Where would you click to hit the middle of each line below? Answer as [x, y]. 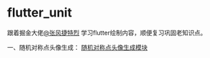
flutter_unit [40, 13]
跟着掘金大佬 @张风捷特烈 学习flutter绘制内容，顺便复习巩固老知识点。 [107, 32]
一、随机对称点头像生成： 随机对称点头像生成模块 [77, 47]
